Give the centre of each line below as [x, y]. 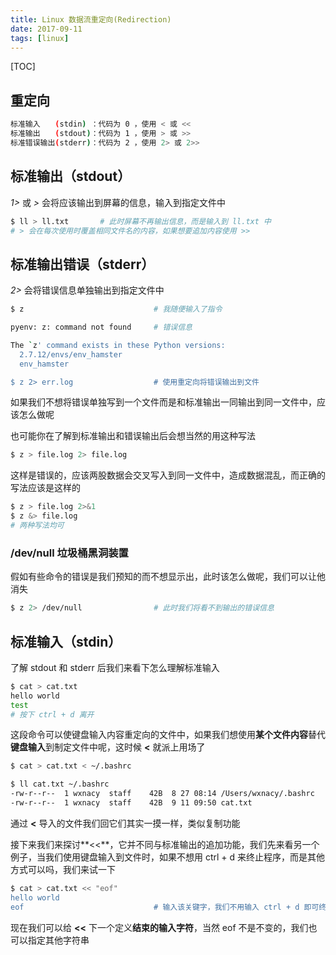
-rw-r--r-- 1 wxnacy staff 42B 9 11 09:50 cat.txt [131, 803]
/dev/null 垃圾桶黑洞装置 [69, 553]
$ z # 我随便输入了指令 [116, 309]
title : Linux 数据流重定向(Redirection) [91, 19]
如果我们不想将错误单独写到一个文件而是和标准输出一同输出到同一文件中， [163, 402]
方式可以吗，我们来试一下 [63, 869]
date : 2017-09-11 [46, 29]
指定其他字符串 [58, 940]
